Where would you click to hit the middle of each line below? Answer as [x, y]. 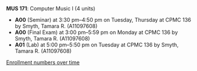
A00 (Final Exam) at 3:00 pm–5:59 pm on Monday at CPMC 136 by [96, 32]
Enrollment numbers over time [43, 62]
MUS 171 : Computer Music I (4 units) [51, 9]
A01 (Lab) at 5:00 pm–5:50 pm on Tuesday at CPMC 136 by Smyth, [97, 45]
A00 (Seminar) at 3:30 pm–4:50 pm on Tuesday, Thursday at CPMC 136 [103, 20]
